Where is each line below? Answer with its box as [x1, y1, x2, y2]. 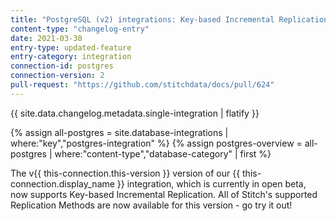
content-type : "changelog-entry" [10, 24, 150, 34]
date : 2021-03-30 [10, 33, 83, 43]
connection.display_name [10, 177, 115, 190]
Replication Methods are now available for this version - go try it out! [10, 199, 293, 211]
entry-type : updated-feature [10, 42, 132, 53]
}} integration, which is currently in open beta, [116, 177, 307, 190]
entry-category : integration [10, 52, 132, 62]
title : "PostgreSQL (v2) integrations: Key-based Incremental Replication [10, 14, 329, 25]
